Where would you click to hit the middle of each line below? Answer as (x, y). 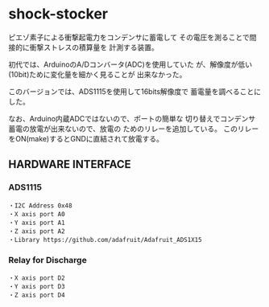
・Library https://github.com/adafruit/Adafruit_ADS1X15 (106, 239)
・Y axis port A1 (37, 223)
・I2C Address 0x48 (40, 206)
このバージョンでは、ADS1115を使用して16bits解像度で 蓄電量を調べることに (135, 91)
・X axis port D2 (37, 278)
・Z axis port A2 (37, 231)
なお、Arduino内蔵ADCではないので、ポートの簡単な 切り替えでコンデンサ (132, 118)
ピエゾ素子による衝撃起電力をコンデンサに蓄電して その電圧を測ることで (129, 37)
